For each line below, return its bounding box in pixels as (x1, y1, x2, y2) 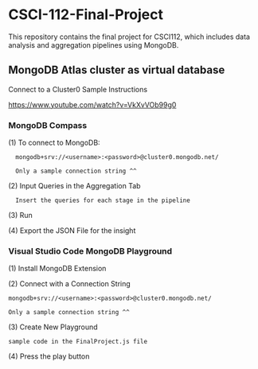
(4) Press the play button (8, 352, 90, 361)
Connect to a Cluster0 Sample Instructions (8, 84, 148, 94)
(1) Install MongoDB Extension (8, 264, 107, 274)
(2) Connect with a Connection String (8, 279, 131, 289)
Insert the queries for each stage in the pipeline (15, 196, 191, 204)
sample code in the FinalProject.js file (8, 338, 148, 346)
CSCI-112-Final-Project (8, 6, 164, 24)
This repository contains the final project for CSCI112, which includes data (8, 32, 251, 41)
